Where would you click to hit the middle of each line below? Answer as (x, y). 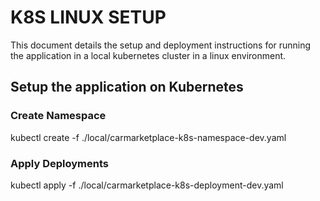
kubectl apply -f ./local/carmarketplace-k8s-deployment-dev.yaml (147, 185)
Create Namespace (58, 116)
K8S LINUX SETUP (88, 17)
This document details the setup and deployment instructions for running (161, 45)
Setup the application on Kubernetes (127, 87)
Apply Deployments (59, 163)
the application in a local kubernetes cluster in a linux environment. (148, 55)
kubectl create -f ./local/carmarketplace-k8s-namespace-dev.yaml (148, 137)
